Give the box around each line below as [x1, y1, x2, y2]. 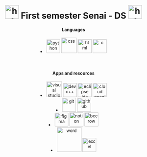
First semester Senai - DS [20, 10, 127, 22]
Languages [62, 26, 85, 32]
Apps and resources [52, 70, 95, 76]
